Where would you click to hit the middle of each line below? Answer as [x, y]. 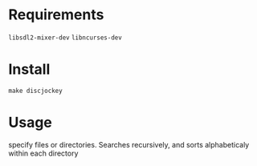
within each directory [43, 153]
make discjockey [35, 91]
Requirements [56, 15]
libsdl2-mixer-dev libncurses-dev [65, 38]
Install [29, 69]
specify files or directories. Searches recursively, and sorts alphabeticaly [129, 144]
